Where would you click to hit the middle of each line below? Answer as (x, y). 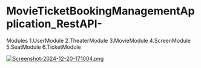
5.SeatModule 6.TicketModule (44, 47)
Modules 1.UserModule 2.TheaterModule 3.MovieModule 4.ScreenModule (98, 40)
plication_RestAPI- (54, 24)
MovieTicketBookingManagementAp (100, 11)
